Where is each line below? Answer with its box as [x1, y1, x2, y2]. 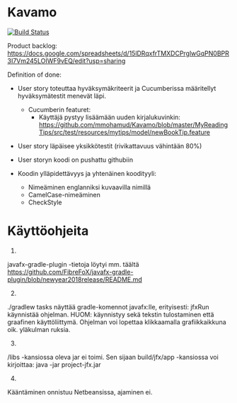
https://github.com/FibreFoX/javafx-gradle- [7, 267, 134, 276]
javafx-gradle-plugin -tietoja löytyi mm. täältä [7, 260, 139, 268]
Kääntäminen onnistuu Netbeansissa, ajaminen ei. [7, 387, 153, 396]
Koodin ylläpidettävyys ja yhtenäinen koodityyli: [17, 169, 157, 177]
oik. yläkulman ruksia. [7, 325, 71, 333]
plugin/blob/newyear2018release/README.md [7, 275, 143, 284]
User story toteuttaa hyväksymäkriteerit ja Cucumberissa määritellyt [17, 84, 216, 92]
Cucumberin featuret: [28, 105, 91, 114]
